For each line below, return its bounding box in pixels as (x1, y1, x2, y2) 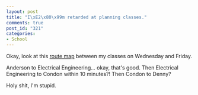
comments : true (6, 20, 44, 26)
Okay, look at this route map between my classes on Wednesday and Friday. (6, 53, 193, 59)
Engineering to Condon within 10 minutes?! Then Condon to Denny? (6, 71, 171, 77)
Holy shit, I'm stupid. (6, 82, 56, 89)
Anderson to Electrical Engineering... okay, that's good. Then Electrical (6, 64, 179, 71)
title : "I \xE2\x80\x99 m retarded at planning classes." (6, 14, 147, 20)
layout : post (6, 8, 39, 15)
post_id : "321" (6, 25, 44, 31)
